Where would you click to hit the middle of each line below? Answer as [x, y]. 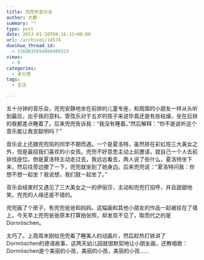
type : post [20, 29]
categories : [21, 68]
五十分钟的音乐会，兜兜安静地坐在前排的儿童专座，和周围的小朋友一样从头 [99, 108]
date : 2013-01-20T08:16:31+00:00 [49, 35]
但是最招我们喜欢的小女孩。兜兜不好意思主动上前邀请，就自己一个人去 [104, 152]
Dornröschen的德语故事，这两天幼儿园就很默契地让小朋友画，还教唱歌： [97, 243]
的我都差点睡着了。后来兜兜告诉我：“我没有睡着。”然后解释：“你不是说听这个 [102, 124]
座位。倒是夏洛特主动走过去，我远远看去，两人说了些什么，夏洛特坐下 [104, 159]
